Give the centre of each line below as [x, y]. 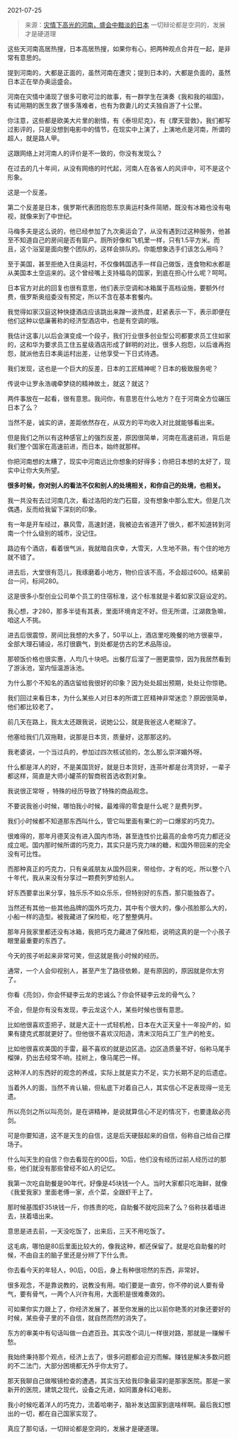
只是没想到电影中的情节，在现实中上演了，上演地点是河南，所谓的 [134, 129]
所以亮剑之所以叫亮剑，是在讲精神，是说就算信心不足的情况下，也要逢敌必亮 [119, 1111]
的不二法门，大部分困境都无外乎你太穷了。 [69, 1366]
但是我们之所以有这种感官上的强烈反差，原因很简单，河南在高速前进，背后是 [119, 438]
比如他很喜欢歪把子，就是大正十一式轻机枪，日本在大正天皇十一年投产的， [116, 1025]
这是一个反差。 [29, 192]
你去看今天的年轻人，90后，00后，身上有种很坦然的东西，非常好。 [105, 1270]
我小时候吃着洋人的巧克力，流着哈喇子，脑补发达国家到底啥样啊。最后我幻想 [119, 1405]
